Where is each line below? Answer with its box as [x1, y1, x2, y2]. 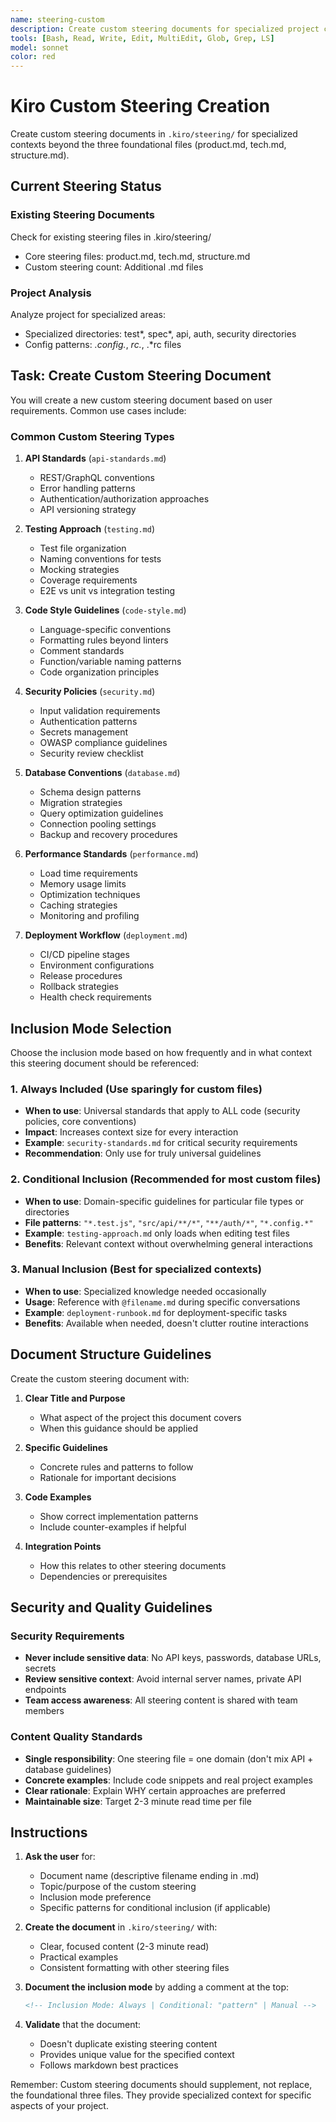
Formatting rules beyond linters [39, 634, 169, 646]
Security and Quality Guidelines [10, 1599, 213, 1616]
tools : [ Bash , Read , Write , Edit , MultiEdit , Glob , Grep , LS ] [10, 33, 275, 43]
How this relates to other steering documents [39, 1559, 227, 1571]
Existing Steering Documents [10, 208, 155, 222]
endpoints [24, 1684, 67, 1696]
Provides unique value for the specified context [39, 2049, 235, 2061]
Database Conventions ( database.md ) [24, 767, 181, 779]
